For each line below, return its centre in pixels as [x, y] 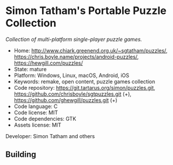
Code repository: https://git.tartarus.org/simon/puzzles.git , [84, 87]
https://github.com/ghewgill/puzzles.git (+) [65, 100]
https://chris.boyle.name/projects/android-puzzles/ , [76, 57]
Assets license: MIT [38, 125]
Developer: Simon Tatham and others [50, 136]
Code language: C [36, 106]
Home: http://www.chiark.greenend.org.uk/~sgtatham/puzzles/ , [91, 50]
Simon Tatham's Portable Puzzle [86, 11]
